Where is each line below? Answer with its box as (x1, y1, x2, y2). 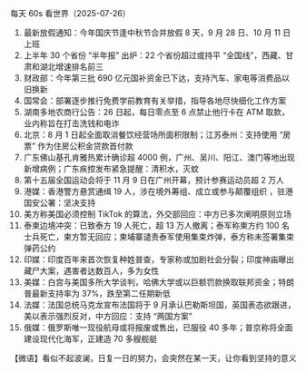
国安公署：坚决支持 (23, 198, 96, 208)
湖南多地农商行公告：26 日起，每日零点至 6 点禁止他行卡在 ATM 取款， (23, 107, 290, 117)
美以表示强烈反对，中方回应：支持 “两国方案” (23, 311, 193, 321)
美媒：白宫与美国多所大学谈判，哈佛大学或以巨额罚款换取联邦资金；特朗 (23, 277, 294, 288)
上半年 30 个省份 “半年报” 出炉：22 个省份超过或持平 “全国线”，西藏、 (23, 50, 286, 61)
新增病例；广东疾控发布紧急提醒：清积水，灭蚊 (23, 163, 199, 174)
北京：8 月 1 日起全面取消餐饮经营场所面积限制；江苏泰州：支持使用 (23, 130, 278, 140)
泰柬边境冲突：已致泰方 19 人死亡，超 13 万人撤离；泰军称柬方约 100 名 (23, 220, 290, 230)
